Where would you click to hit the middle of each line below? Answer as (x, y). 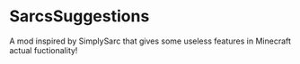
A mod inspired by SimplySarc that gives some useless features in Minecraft (150, 41)
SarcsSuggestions (79, 16)
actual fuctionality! (44, 50)
